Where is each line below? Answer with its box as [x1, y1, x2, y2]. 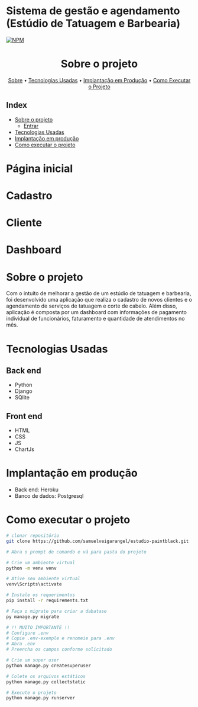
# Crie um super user [6, 657, 60, 663]
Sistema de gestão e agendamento [6, 4, 180, 18]
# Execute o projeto [6, 689, 57, 696]
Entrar [23, 122, 39, 129]
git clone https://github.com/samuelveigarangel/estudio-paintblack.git [6, 538, 189, 544]
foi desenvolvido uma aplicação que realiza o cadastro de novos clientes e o [6, 296, 192, 303]
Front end [6, 411, 43, 421]
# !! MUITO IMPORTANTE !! [6, 624, 70, 631]
